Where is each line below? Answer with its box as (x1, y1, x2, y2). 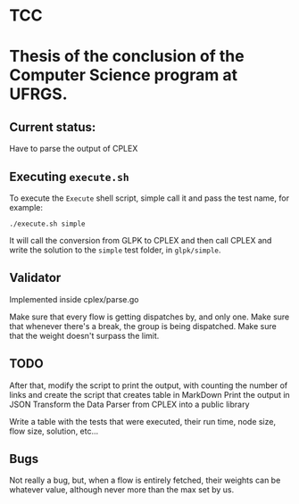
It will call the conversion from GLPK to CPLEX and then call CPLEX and (9, 235, 272, 245)
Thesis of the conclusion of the (9, 46, 245, 67)
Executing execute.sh (9, 169, 129, 184)
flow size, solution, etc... (9, 426, 99, 436)
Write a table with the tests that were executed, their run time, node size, (9, 416, 277, 426)
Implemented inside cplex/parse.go (9, 293, 139, 304)
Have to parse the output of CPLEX (9, 144, 138, 154)
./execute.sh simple (9, 219, 87, 228)
